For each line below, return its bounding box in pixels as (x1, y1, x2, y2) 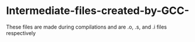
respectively (6, 29, 36, 36)
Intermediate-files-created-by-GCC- (6, 4, 190, 17)
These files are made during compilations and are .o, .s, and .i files (6, 23, 167, 30)
